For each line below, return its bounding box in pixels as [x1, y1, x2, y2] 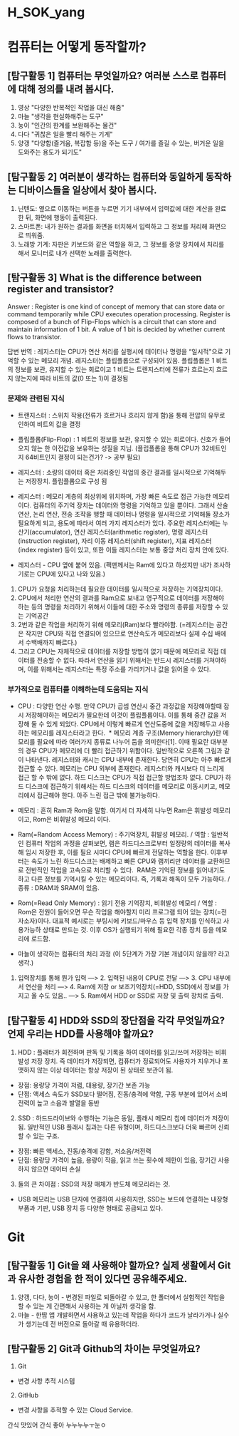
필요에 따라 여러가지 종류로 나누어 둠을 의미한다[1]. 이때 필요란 [36, 738, 209, 746]
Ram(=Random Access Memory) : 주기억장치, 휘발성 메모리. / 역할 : [17, 830, 210, 839]
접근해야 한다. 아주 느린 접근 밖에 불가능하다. [36, 791, 160, 800]
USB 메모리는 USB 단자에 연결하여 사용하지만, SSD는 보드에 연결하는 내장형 [17, 1195, 229, 1204]
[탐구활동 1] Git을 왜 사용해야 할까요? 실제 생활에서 [7, 1259, 216, 1271]
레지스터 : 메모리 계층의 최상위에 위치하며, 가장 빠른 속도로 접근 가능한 [17, 492, 211, 501]
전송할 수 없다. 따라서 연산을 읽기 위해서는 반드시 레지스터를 [36, 656, 202, 665]
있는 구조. [33, 1132, 60, 1140]
